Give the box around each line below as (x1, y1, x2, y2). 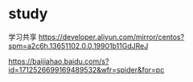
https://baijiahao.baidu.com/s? (8, 57, 109, 66)
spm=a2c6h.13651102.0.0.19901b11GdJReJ (8, 41, 149, 50)
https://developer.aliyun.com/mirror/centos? (38, 32, 185, 41)
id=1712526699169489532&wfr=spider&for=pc (8, 64, 165, 74)
